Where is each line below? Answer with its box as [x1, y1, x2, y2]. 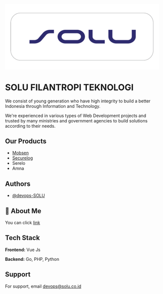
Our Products [5, 137, 47, 145]
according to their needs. [5, 123, 56, 129]
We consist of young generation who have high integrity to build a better [5, 98, 151, 104]
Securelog [12, 155, 33, 161]
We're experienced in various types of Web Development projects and [5, 113, 146, 118]
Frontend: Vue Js [5, 247, 41, 253]
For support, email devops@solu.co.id [5, 283, 81, 289]
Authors [5, 179, 31, 188]
